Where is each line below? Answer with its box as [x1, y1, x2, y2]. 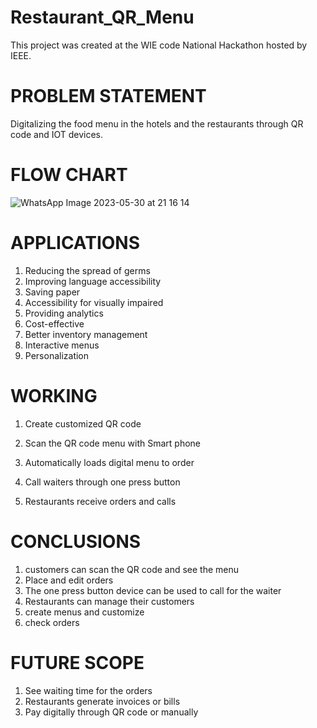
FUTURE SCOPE [10, 651, 145, 674]
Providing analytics [24, 307, 104, 319]
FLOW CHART [10, 164, 128, 186]
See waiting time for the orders [24, 684, 153, 696]
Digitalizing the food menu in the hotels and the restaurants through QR [10, 117, 304, 130]
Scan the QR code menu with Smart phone [24, 437, 202, 449]
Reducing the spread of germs [24, 264, 151, 276]
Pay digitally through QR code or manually [24, 706, 199, 718]
